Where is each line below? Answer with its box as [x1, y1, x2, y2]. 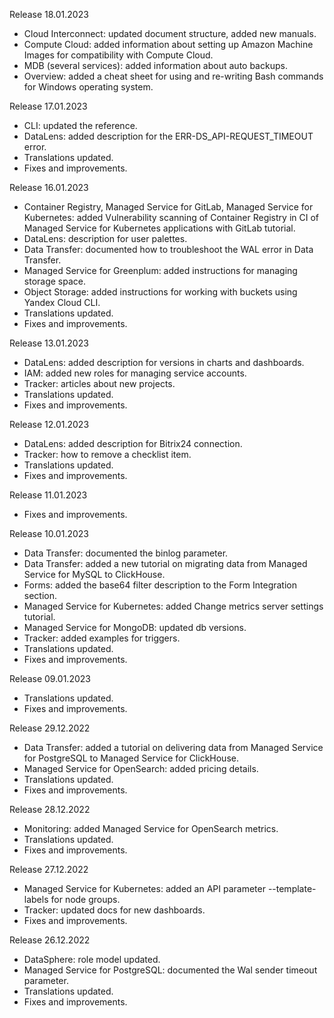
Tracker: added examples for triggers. [23, 632, 181, 644]
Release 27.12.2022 [9, 864, 89, 875]
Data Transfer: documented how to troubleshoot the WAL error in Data [23, 244, 314, 255]
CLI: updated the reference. [23, 120, 138, 131]
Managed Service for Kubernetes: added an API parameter [23, 883, 266, 894]
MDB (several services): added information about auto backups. [23, 60, 288, 71]
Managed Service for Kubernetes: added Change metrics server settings [23, 600, 324, 612]
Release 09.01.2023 [9, 673, 91, 684]
